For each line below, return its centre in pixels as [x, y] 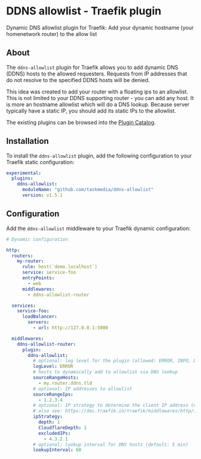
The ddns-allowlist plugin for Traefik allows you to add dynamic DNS [92, 67]
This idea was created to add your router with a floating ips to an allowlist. [97, 92]
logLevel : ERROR [53, 367]
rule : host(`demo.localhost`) [60, 267]
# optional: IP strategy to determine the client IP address [110, 406]
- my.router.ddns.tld [65, 383]
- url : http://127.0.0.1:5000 [71, 328]
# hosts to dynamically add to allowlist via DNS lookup [105, 372]
